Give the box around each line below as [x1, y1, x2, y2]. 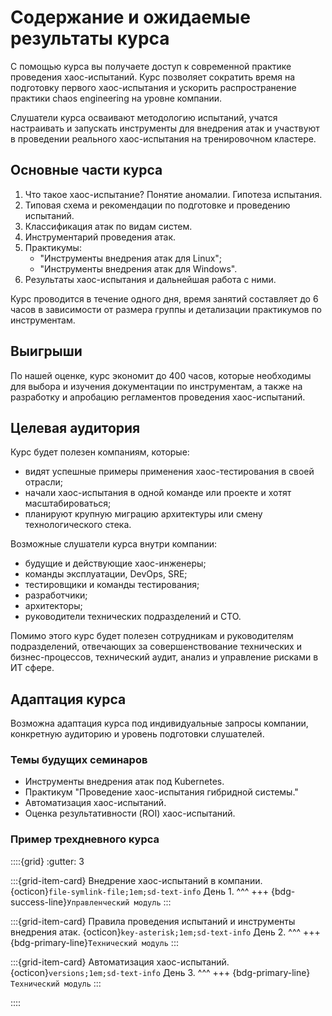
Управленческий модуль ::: [66, 896, 172, 908]
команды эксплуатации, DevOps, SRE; [24, 568, 188, 580]
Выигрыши [10, 343, 83, 360]
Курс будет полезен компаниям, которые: [10, 446, 190, 458]
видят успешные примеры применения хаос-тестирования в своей [24, 466, 315, 478]
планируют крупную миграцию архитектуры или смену [24, 508, 263, 520]
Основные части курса [10, 162, 163, 179]
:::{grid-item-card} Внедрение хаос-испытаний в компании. [10, 874, 263, 886]
